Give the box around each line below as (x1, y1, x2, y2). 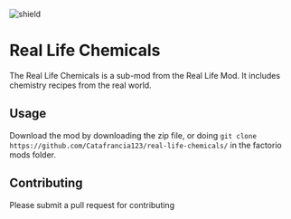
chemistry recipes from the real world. (9, 80, 152, 90)
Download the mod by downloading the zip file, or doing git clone (9, 129, 258, 140)
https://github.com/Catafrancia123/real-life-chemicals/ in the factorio (9, 139, 282, 150)
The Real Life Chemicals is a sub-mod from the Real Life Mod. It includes (9, 70, 281, 81)
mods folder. (9, 149, 57, 160)
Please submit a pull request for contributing (9, 199, 174, 210)
